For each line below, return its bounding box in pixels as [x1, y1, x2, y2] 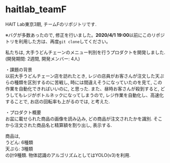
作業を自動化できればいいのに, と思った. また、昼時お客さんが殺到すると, [5, 85, 159, 91]
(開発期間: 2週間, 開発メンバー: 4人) [5, 55, 80, 62]
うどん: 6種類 [5, 139, 33, 145]
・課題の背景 [5, 66, 32, 73]
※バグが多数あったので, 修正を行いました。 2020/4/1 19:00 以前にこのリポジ [5, 32, 165, 38]
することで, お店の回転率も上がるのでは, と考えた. [5, 98, 110, 104]
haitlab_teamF [5, 4, 67, 15]
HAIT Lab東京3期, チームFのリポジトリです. [5, 21, 97, 27]
